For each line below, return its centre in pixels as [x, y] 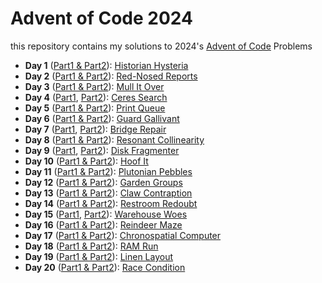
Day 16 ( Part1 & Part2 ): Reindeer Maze [103, 224]
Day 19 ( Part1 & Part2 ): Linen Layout [99, 256]
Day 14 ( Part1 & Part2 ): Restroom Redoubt [111, 203]
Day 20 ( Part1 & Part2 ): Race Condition [105, 267]
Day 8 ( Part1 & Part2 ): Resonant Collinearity [114, 139]
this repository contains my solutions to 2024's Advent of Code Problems [161, 46]
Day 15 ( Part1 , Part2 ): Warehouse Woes [106, 214]
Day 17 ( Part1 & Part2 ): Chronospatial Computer [123, 235]
